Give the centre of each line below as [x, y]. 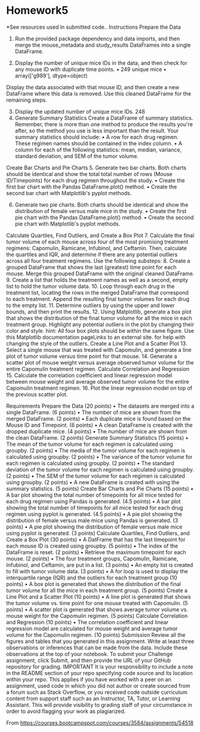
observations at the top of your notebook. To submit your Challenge [90, 654]
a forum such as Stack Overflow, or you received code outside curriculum [97, 692]
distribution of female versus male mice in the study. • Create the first [101, 211]
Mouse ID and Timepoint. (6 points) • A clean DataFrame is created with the [99, 425]
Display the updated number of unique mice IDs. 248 [80, 111]
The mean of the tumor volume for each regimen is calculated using [90, 444]
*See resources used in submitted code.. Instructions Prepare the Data [93, 27]
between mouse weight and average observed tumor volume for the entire [98, 381]
